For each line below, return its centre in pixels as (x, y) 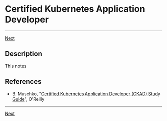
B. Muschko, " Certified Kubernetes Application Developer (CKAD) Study (86, 94)
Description (24, 54)
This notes (16, 66)
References (23, 81)
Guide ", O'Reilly (28, 99)
